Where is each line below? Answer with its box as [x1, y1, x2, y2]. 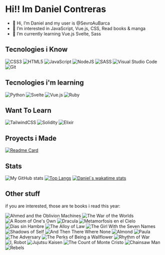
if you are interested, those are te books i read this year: [5, 203, 121, 209]
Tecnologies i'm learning [5, 79, 84, 87]
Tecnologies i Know [5, 45, 68, 54]
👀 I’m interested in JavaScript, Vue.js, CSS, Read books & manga [12, 25, 146, 31]
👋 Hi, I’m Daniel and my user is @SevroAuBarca [12, 20, 110, 26]
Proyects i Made [5, 134, 56, 142]
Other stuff [5, 189, 40, 198]
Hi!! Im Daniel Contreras [5, 4, 106, 15]
